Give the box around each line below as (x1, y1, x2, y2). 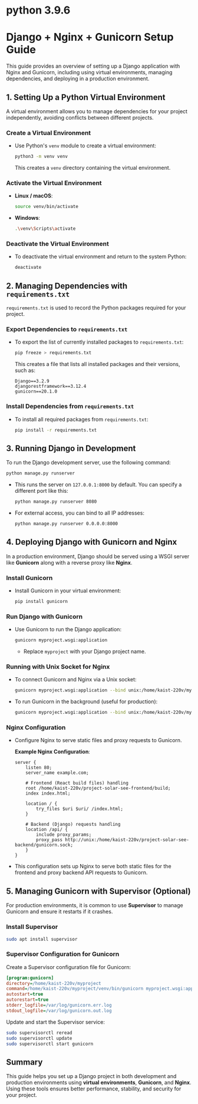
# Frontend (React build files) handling (25, 780, 128, 786)
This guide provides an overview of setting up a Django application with (6, 62, 180, 70)
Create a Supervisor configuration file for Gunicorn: (6, 963, 131, 970)
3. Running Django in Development (6, 443, 136, 453)
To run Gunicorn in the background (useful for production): (14, 698, 158, 705)
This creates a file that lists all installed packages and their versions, (14, 361, 180, 368)
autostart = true (6, 991, 44, 997)
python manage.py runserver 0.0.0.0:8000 (14, 521, 118, 527)
